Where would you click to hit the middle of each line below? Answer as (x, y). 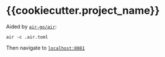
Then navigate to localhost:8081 (45, 48)
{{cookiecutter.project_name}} (83, 11)
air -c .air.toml (27, 37)
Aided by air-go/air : (32, 26)
